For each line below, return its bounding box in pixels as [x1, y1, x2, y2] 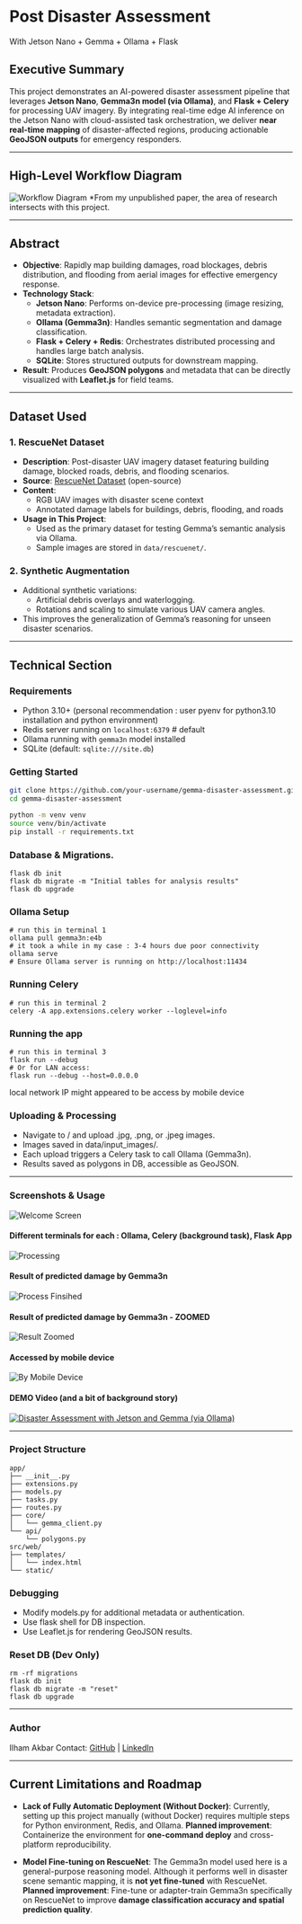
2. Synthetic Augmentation [9, 564, 130, 577]
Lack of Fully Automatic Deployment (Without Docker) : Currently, [22, 1800, 271, 1812]
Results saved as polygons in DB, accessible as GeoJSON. [22, 1158, 240, 1169]
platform [22, 1839, 54, 1849]
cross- [249, 1829, 274, 1840]
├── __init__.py [9, 1471, 70, 1480]
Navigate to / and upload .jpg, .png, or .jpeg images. [22, 1130, 216, 1140]
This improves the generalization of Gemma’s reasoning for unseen [22, 614, 271, 625]
